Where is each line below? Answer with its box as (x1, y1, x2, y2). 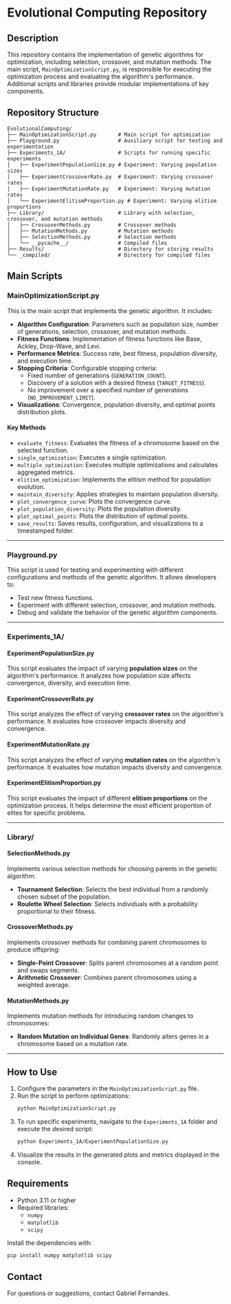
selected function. (16, 446, 69, 454)
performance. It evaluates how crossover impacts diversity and (7, 717, 186, 725)
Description (7, 32, 58, 44)
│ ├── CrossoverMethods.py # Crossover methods (7, 222, 177, 228)
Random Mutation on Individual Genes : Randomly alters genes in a (16, 1032, 209, 1040)
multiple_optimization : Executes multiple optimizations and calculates (16, 460, 219, 469)
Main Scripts (7, 270, 63, 282)
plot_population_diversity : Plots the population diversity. (16, 504, 182, 513)
